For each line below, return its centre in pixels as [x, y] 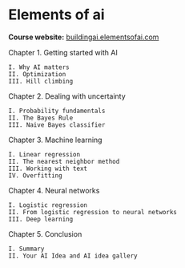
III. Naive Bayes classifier [57, 125]
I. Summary [26, 249]
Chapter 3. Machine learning [55, 140]
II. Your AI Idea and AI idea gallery [73, 256]
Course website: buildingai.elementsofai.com [84, 37]
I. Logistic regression [48, 205]
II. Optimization [37, 74]
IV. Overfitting [35, 175]
